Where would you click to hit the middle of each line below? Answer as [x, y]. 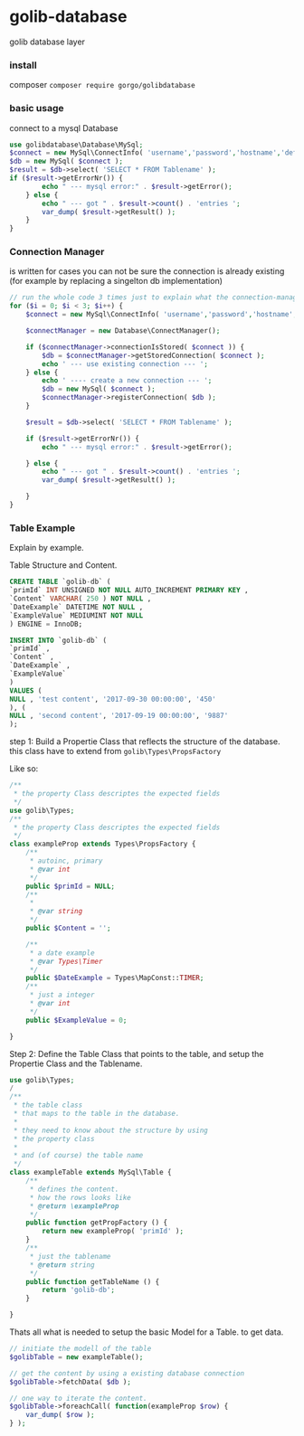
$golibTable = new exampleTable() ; [76, 1357]
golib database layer [47, 42]
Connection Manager [57, 252]
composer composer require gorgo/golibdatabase [103, 85]
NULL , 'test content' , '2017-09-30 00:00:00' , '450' [113, 699]
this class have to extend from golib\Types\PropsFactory [115, 751]
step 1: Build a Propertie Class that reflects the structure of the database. [145, 742]
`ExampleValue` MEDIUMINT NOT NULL [76, 615]
